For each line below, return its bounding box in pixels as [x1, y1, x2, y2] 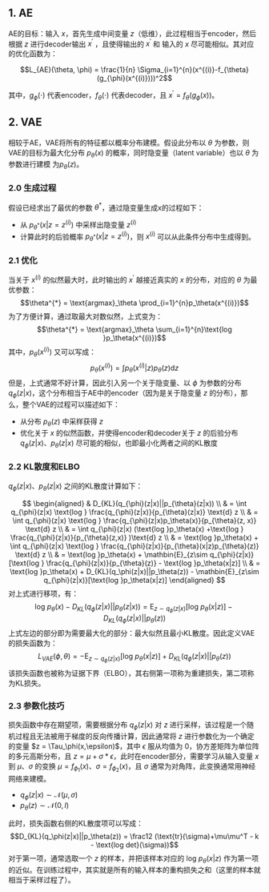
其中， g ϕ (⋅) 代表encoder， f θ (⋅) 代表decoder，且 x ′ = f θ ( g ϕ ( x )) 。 [8, 89, 219, 102]
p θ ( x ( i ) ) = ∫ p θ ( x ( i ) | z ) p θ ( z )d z [90, 361, 179, 375]
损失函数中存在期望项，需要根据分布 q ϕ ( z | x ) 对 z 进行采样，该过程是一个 [8, 720, 247, 731]
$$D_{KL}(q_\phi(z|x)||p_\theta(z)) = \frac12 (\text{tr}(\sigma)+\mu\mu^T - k [10, 832, 259, 842]
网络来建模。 [8, 773, 50, 783]
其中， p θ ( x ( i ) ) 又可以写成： [8, 346, 97, 359]
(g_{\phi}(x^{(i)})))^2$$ [96, 74, 173, 83]
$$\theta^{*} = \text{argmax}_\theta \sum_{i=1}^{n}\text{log [37, 324, 232, 335]
